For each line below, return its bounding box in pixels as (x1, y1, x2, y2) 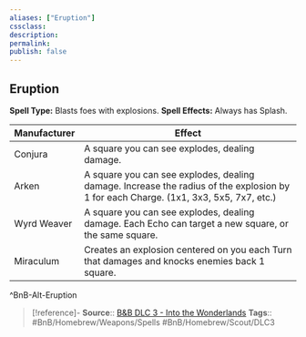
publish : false (9, 47, 67, 56)
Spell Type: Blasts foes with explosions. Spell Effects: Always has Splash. (9, 105, 288, 116)
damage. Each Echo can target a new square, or (83, 217, 289, 230)
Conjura (14, 148, 48, 160)
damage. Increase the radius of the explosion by (83, 179, 291, 192)
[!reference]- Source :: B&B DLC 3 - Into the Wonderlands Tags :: (31, 307, 272, 318)
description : (9, 30, 59, 39)
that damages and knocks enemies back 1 (83, 254, 266, 267)
